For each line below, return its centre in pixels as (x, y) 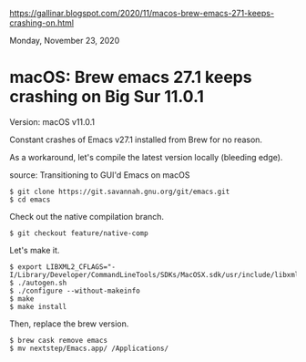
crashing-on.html (42, 23)
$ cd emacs (30, 200)
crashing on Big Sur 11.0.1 (107, 97)
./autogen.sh (42, 283)
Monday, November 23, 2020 (65, 41)
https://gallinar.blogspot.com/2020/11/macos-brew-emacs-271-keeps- (142, 13)
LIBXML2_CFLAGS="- (81, 267)
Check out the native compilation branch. (87, 216)
